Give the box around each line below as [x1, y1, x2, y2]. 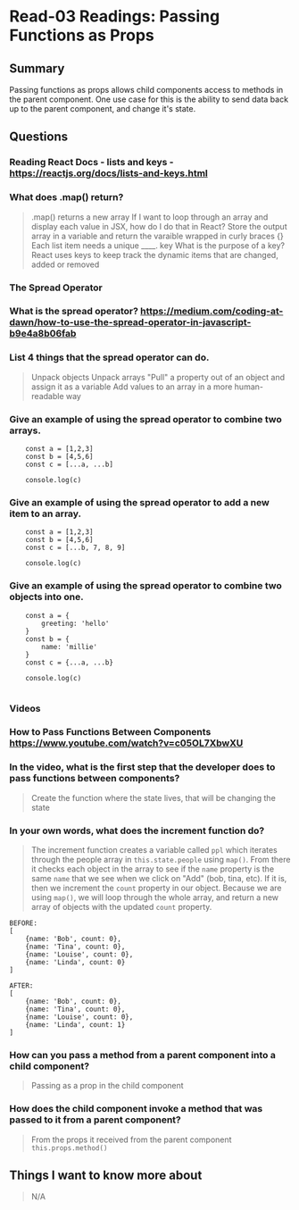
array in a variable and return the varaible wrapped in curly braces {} [30, 230, 284, 241]
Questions [9, 129, 69, 145]
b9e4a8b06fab [9, 328, 77, 340]
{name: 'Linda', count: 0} [25, 958, 126, 967]
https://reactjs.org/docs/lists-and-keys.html [9, 167, 208, 179]
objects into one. [9, 591, 84, 604]
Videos [9, 702, 41, 714]
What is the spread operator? [9, 305, 138, 318]
